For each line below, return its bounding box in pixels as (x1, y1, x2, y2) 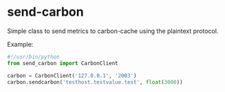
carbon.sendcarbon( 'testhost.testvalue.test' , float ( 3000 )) (7, 78, 184, 86)
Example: (7, 40, 34, 48)
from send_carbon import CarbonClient (7, 60, 118, 67)
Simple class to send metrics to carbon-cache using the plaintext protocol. (7, 27, 219, 35)
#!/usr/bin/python (7, 53, 60, 60)
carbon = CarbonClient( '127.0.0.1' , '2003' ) (7, 72, 137, 79)
